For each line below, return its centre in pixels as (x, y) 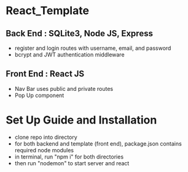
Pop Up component (39, 95)
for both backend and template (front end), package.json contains (98, 143)
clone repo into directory (46, 137)
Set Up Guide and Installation (81, 120)
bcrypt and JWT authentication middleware (69, 55)
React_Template (48, 11)
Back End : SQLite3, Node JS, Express (79, 33)
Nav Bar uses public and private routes (64, 88)
